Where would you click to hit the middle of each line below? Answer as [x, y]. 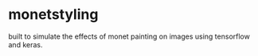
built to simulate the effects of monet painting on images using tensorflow [129, 36]
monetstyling [53, 15]
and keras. [25, 44]
